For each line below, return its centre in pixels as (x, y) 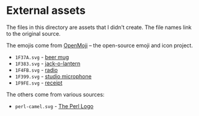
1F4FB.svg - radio (36, 69)
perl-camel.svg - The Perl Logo (54, 106)
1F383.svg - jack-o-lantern (48, 63)
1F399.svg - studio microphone (53, 76)
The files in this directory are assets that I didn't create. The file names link (99, 27)
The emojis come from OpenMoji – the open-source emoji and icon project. (99, 45)
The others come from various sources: (55, 94)
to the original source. (33, 33)
